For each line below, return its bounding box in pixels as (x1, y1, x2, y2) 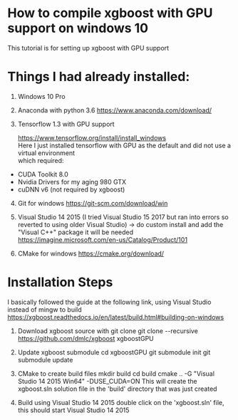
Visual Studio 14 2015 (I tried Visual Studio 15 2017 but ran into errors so (17, 212, 229, 221)
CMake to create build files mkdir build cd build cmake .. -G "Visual (17, 369, 215, 378)
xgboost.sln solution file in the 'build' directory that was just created (17, 384, 217, 393)
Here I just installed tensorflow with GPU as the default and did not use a (17, 141, 232, 149)
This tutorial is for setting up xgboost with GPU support (7, 43, 170, 52)
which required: (17, 156, 64, 164)
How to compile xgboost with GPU (7, 5, 213, 21)
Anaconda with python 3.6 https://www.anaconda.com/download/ (17, 105, 212, 115)
